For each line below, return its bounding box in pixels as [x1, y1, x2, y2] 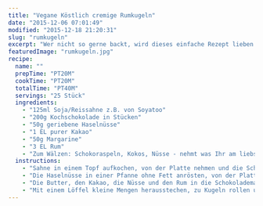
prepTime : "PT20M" [15, 70, 76, 78]
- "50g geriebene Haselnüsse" [22, 121, 121, 128]
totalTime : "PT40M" [15, 84, 79, 92]
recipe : [8, 56, 34, 63]
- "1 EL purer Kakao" [22, 128, 92, 136]
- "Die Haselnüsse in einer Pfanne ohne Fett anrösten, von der [22, 172, 236, 180]
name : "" [15, 63, 44, 70]
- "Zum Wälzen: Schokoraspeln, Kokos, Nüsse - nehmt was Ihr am [22, 150, 236, 157]
